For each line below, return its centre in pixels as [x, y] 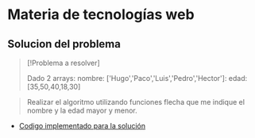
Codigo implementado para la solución [82, 126]
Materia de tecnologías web [101, 15]
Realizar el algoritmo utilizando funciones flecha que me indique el [136, 102]
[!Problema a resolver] [63, 63]
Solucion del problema [64, 44]
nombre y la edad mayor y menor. [82, 110]
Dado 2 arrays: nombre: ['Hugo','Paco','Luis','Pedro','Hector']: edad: [137, 78]
